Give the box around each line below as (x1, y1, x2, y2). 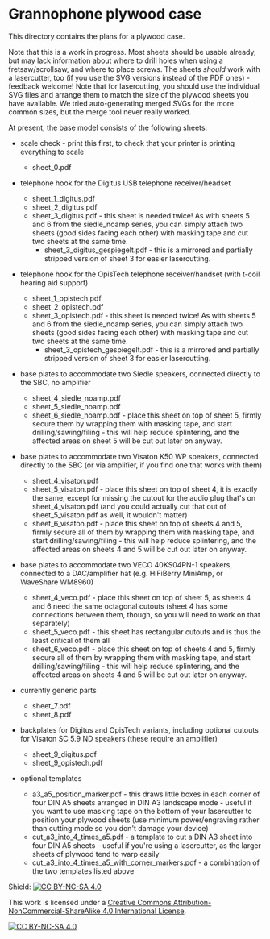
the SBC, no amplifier (19, 377, 91, 387)
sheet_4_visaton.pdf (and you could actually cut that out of (31, 501, 227, 511)
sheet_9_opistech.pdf (31, 758, 103, 767)
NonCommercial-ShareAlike (8, 906, 101, 916)
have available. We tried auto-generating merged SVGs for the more (8, 98, 235, 108)
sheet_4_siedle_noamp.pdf (31, 393, 121, 403)
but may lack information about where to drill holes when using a (8, 56, 223, 65)
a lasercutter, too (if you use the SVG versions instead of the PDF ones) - (8, 73, 251, 82)
